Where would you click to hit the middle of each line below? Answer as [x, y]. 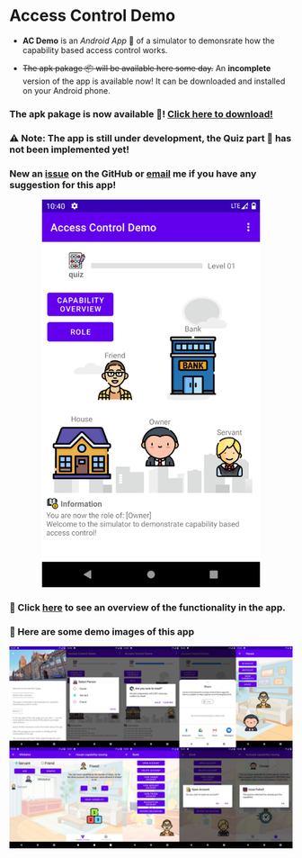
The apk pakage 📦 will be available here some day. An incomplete [147, 68]
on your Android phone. [66, 90]
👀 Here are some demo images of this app [102, 631]
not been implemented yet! [70, 149]
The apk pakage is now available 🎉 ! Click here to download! [141, 113]
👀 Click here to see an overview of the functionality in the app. [147, 607]
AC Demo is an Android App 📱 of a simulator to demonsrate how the [148, 41]
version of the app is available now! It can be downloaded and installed [154, 81]
